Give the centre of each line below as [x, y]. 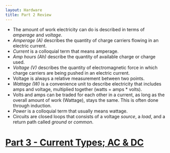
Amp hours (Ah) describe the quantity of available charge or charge [84, 56]
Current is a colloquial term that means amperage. [66, 51]
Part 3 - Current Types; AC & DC [75, 143]
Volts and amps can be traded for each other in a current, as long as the [89, 95]
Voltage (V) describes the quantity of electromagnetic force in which [85, 68]
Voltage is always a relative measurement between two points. [79, 78]
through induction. [32, 105]
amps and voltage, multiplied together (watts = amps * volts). [77, 89]
